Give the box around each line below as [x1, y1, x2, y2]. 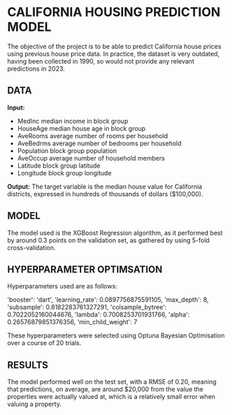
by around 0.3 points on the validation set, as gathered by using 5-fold [7, 235, 210, 245]
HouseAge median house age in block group [17, 124, 146, 133]
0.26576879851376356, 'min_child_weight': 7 [7, 318, 138, 326]
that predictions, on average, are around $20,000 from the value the [7, 385, 204, 393]
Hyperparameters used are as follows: [7, 282, 117, 291]
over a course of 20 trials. [7, 339, 82, 347]
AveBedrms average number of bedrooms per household [17, 139, 182, 147]
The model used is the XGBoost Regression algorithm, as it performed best [7, 228, 223, 237]
